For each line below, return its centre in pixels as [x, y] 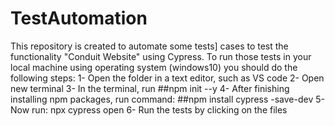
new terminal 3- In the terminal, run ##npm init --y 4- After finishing [150, 88]
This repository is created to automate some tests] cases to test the [149, 46]
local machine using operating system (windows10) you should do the [154, 67]
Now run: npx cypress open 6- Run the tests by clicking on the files [149, 109]
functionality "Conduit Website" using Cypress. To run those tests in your [161, 56]
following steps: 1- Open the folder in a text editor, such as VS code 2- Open [167, 78]
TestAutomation [79, 18]
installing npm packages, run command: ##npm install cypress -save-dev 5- [167, 99]
